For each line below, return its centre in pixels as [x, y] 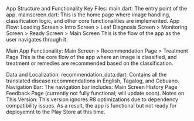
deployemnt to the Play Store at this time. [56, 112]
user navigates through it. [37, 39]
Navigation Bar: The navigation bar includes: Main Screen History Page [92, 87]
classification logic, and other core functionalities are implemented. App [93, 21]
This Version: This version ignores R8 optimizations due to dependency [92, 99]
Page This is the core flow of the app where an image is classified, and [91, 57]
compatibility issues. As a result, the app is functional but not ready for [91, 106]
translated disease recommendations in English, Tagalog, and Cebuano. [93, 81]
